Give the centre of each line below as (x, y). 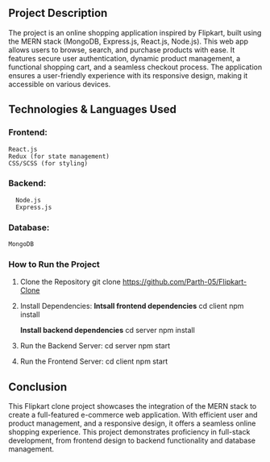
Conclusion (38, 387)
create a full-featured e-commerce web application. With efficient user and (133, 415)
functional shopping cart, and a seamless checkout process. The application (135, 67)
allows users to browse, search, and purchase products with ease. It (122, 50)
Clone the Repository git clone (70, 282)
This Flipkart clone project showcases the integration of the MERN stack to (133, 406)
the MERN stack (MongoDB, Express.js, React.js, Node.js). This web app (128, 41)
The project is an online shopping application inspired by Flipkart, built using (135, 32)
